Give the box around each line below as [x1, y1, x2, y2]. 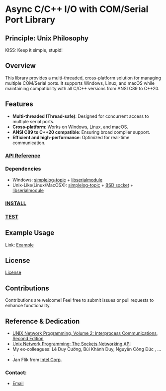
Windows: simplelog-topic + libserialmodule [12, 177, 103, 183]
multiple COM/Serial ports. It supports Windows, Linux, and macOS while [5, 80, 155, 86]
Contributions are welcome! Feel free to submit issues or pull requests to [5, 297, 154, 303]
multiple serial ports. [12, 118, 55, 124]
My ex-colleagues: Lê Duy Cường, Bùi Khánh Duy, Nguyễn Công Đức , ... [12, 346, 162, 352]
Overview [5, 61, 36, 70]
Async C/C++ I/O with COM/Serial [5, 3, 149, 15]
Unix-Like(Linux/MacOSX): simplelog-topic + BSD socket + [12, 182, 134, 188]
